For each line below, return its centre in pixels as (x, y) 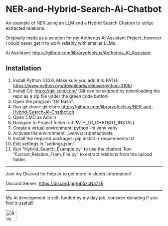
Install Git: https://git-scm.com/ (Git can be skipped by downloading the (86, 91)
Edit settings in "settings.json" (44, 144)
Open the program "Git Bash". (43, 101)
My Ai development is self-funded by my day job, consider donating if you (82, 198)
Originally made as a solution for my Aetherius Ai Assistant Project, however (84, 38)
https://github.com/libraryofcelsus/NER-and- (107, 107)
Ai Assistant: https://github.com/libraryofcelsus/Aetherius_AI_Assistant (78, 53)
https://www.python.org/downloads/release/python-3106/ (73, 85)
